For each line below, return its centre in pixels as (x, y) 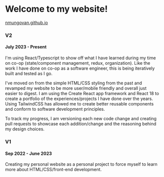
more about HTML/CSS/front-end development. (54, 170)
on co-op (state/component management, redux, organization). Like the (78, 63)
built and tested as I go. (29, 74)
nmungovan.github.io (27, 23)
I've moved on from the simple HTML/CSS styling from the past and (74, 83)
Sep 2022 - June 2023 (29, 153)
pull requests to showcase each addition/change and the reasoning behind (81, 124)
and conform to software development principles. (55, 109)
